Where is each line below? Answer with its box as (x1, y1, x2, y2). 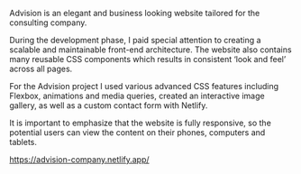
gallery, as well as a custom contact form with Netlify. (9, 100, 208, 111)
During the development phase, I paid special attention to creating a (9, 35, 261, 45)
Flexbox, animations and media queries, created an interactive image (9, 90, 265, 101)
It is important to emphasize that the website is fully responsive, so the (9, 117, 272, 128)
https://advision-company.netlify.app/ (9, 154, 150, 165)
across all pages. (9, 63, 73, 74)
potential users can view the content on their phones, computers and (9, 127, 266, 138)
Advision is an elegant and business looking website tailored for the (9, 8, 260, 18)
